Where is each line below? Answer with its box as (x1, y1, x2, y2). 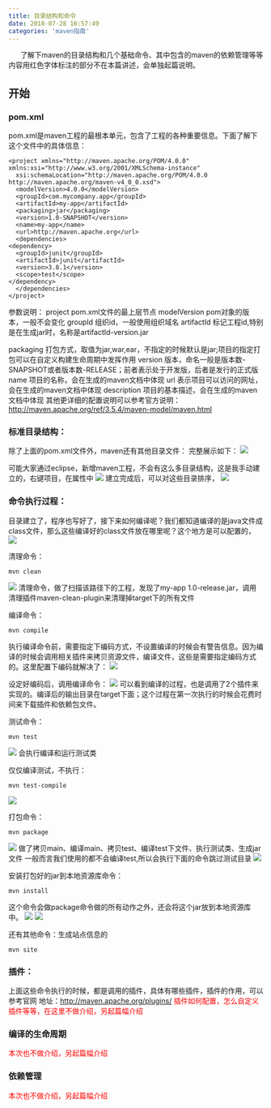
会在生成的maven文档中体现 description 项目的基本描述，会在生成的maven (8, 385, 257, 395)
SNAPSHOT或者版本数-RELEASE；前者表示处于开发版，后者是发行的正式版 (8, 365, 259, 375)
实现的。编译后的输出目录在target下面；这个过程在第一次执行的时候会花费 (8, 689, 255, 698)
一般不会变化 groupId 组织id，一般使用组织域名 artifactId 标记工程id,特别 (22, 317, 264, 327)
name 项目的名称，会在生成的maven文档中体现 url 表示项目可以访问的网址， (8, 375, 263, 385)
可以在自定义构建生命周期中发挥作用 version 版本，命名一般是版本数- (15, 354, 246, 365)
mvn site (8, 946, 38, 954)
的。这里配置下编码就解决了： (8, 662, 108, 672)
